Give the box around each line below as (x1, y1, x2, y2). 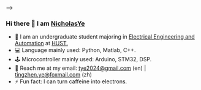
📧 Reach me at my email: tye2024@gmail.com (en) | (14, 64, 146, 72)
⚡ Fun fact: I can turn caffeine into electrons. (14, 78, 127, 85)
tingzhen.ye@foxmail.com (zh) (14, 71, 93, 78)
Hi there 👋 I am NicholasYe (6, 19, 85, 28)
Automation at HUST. (14, 40, 69, 47)
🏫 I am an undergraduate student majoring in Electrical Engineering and (14, 33, 195, 40)
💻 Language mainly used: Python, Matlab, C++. (14, 47, 136, 54)
